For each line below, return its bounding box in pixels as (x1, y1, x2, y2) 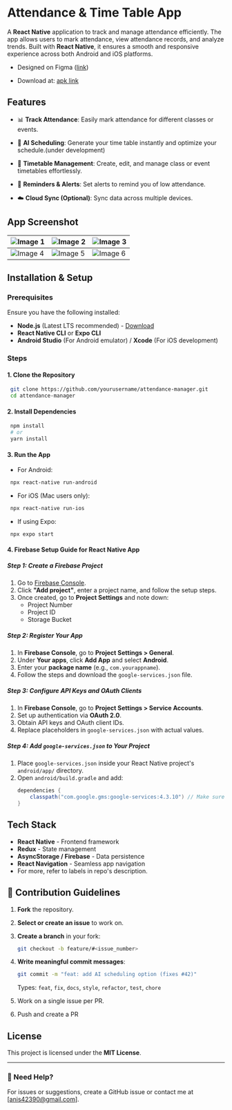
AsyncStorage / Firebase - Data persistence (17, 852, 145, 860)
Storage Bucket (27, 616, 72, 624)
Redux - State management (17, 844, 97, 853)
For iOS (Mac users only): (17, 491, 90, 500)
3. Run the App (7, 450, 50, 458)
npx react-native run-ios (10, 505, 85, 512)
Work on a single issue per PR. (17, 997, 105, 1005)
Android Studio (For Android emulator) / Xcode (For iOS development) (17, 336, 219, 344)
